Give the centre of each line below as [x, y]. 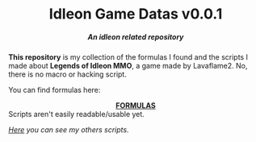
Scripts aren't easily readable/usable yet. [77, 115]
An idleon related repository [136, 36]
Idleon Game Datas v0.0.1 [136, 14]
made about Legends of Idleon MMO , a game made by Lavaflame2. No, [128, 66]
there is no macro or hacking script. [67, 74]
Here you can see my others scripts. [69, 130]
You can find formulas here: [55, 90]
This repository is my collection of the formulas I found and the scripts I [128, 57]
